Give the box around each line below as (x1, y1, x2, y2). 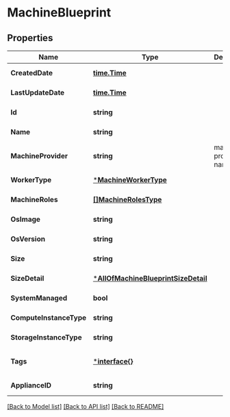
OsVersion (10, 234, 46, 244)
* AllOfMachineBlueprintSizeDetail (92, 274, 207, 283)
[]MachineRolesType (92, 195, 162, 204)
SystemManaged (10, 293, 68, 303)
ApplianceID (10, 381, 52, 390)
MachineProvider (10, 151, 68, 160)
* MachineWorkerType (92, 175, 168, 184)
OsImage (10, 214, 41, 224)
